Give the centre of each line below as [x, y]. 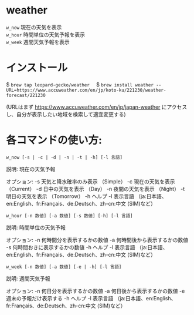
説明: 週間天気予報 [28, 278]
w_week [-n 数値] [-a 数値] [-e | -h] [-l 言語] [64, 267]
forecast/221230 [26, 95]
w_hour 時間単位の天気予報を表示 [45, 34]
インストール [37, 68]
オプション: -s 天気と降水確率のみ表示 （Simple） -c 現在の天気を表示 [91, 181]
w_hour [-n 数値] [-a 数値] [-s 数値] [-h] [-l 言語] [69, 216]
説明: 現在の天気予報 [31, 169]
